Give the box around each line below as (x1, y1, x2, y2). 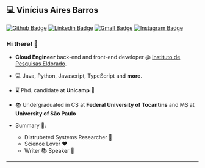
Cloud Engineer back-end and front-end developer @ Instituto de (15, 54, 181, 61)
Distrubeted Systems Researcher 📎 (24, 134, 113, 141)
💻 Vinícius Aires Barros (6, 5, 99, 15)
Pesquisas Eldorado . (15, 60, 67, 67)
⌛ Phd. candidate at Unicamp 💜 (15, 87, 95, 94)
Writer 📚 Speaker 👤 (24, 147, 74, 155)
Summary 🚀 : (15, 122, 46, 130)
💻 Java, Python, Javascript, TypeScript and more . (15, 72, 142, 79)
